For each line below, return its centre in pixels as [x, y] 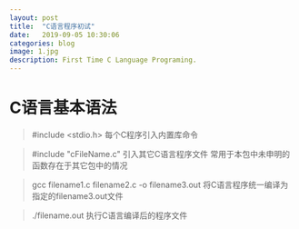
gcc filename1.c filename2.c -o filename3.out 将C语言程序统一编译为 [160, 184]
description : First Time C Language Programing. [103, 60]
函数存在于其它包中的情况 [80, 165]
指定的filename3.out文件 [78, 195]
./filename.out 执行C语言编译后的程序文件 [110, 215]
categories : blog [42, 43]
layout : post [34, 18]
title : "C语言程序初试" [52, 26]
